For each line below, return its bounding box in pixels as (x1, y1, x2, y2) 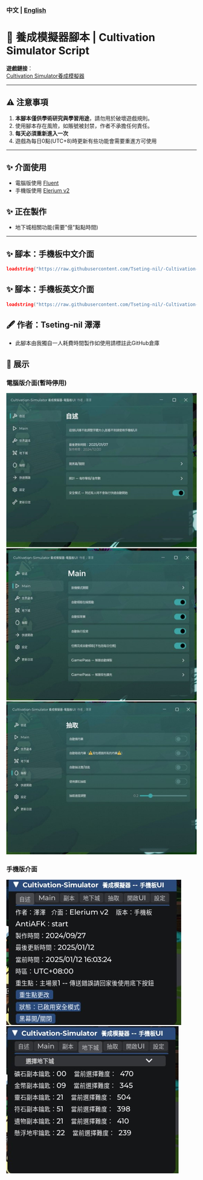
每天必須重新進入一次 (14, 130, 68, 137)
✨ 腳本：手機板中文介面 (6, 249, 95, 259)
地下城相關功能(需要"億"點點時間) (14, 223, 98, 231)
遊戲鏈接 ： (6, 64, 33, 71)
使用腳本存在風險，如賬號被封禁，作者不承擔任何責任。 (14, 122, 153, 129)
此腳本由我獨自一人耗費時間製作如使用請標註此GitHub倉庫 (14, 340, 160, 347)
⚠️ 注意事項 (6, 97, 48, 108)
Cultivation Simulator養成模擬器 (6, 72, 85, 79)
